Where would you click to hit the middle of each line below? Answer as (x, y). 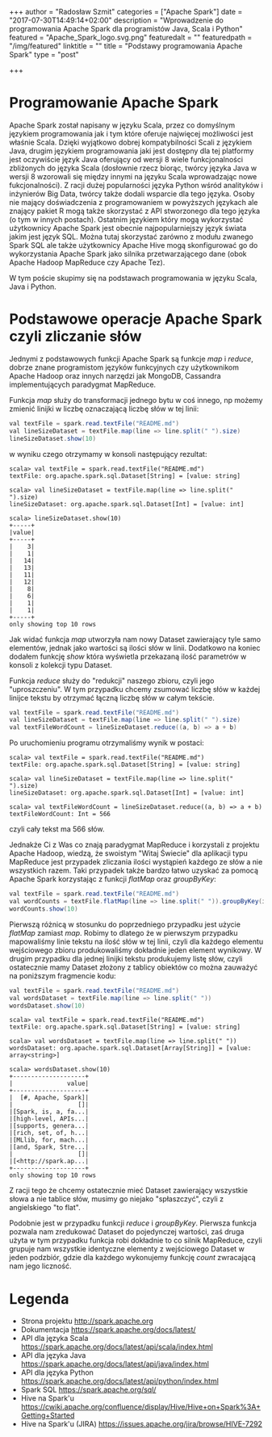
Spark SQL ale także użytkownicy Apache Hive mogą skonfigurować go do (134, 245)
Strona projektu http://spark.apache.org (87, 1321)
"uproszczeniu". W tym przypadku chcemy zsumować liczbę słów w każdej (135, 689)
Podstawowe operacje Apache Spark (136, 319)
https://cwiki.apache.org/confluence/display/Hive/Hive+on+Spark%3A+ (141, 1407)
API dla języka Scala (54, 1339)
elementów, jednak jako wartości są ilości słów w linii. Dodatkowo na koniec (135, 647)
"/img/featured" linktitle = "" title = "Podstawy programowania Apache (126, 46)
